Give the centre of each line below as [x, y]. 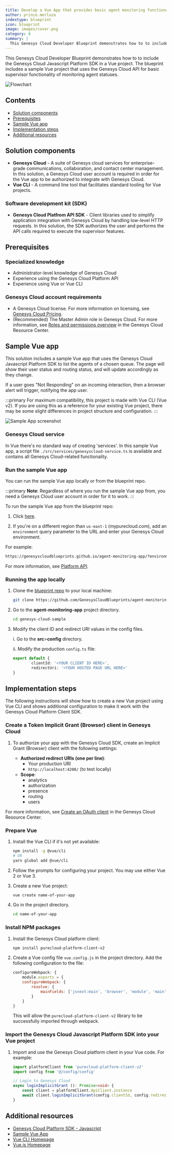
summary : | [17, 39]
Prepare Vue [21, 830]
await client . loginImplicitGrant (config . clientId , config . [87, 1096]
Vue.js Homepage [32, 1145]
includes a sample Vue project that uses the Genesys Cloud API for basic [82, 69]
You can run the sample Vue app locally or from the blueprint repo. [76, 481]
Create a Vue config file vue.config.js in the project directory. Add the [87, 958]
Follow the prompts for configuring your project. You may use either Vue [89, 870]
